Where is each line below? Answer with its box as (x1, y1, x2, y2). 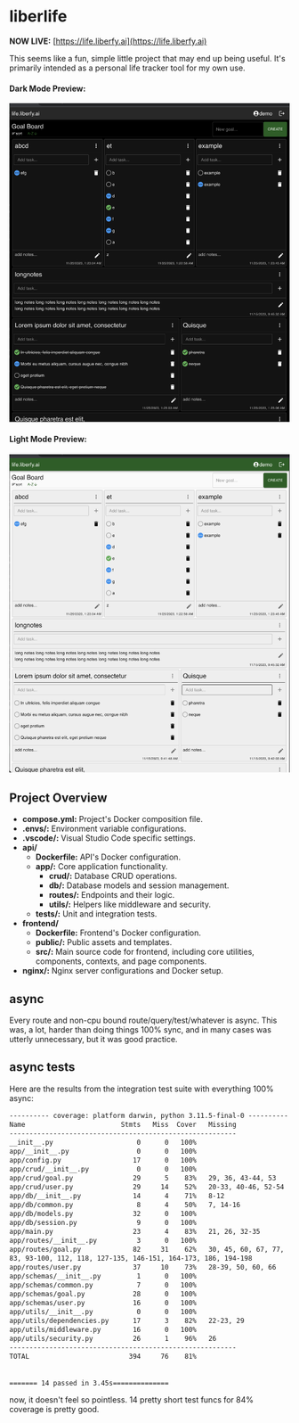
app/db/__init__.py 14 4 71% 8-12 (9, 1191, 225, 1200)
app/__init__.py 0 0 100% (9, 1147, 198, 1156)
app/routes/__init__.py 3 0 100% (9, 1236, 198, 1245)
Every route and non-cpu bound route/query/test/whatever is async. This (9, 1015, 278, 1026)
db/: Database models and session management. (48, 880, 230, 891)
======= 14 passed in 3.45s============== (9, 1378, 169, 1387)
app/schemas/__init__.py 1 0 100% (9, 1271, 198, 1280)
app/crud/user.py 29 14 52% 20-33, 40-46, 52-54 (9, 1182, 285, 1191)
